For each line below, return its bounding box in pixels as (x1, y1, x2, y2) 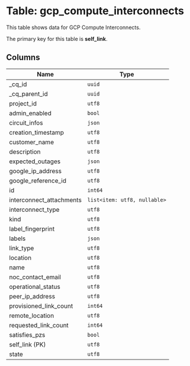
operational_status (9, 282, 60, 291)
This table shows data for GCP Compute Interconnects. (6, 24, 141, 31)
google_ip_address (9, 167, 62, 175)
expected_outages (9, 157, 61, 166)
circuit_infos (9, 119, 43, 127)
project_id (9, 99, 37, 107)
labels (9, 234, 26, 243)
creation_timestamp (9, 128, 64, 136)
